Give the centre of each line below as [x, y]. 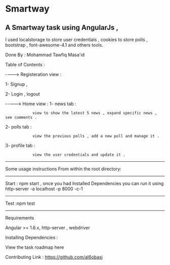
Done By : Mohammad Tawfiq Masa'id [45, 55]
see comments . [21, 117]
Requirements [20, 218]
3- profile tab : [20, 145]
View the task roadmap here [35, 247]
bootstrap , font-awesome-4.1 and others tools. [54, 45]
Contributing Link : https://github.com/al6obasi [54, 257]
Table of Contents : [25, 64]
